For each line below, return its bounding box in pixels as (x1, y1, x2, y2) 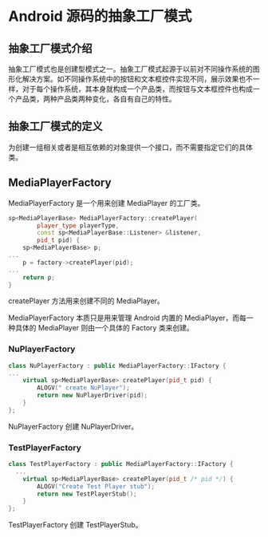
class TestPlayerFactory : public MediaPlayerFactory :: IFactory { (8, 460, 234, 468)
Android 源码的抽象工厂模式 (8, 7, 192, 26)
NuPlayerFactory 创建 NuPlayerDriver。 (8, 421, 138, 431)
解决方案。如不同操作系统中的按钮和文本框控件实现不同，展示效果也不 (22, 74, 253, 84)
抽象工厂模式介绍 (8, 41, 93, 55)
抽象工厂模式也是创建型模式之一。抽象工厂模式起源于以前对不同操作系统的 (8, 65, 253, 73)
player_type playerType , (37, 221, 120, 230)
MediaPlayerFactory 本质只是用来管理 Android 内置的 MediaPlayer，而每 (8, 313, 247, 323)
